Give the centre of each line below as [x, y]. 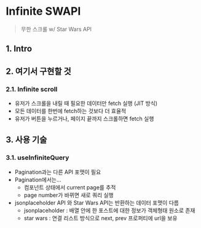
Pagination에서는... [38, 179]
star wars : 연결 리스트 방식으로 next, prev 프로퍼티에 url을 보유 [100, 218]
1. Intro [19, 49]
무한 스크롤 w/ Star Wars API [56, 29]
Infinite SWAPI [43, 11]
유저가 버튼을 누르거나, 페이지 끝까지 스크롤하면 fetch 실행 [84, 119]
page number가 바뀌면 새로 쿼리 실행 [69, 195]
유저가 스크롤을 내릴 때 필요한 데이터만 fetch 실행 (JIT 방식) [86, 103]
